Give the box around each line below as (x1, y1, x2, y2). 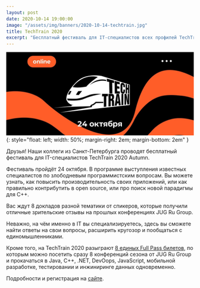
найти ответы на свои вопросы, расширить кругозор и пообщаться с (6, 226, 183, 233)
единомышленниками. (6, 233, 64, 240)
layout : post (6, 10, 39, 15)
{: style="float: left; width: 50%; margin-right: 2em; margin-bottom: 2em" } (6, 136, 189, 143)
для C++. (6, 190, 30, 198)
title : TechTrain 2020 (6, 29, 62, 35)
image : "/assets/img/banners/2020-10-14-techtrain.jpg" (6, 22, 148, 28)
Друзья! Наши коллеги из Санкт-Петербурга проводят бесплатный (6, 148, 177, 155)
